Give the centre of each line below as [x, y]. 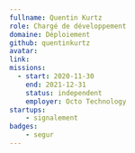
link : [19, 59]
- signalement [52, 118]
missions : [28, 68]
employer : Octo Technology [76, 101]
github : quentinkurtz [50, 43]
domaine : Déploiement [50, 34]
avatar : [24, 51]
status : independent [64, 93]
